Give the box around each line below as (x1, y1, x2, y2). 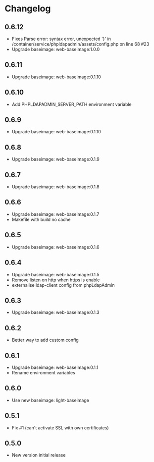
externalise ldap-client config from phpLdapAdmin (11, 282, 115, 288)
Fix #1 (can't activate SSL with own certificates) (11, 424, 109, 431)
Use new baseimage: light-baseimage (11, 397, 90, 403)
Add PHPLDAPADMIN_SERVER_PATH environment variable (11, 101, 132, 107)
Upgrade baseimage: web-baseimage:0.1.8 (11, 184, 100, 190)
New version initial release (11, 452, 66, 458)
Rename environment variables (11, 369, 75, 375)
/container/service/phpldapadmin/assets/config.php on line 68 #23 (11, 41, 150, 47)
